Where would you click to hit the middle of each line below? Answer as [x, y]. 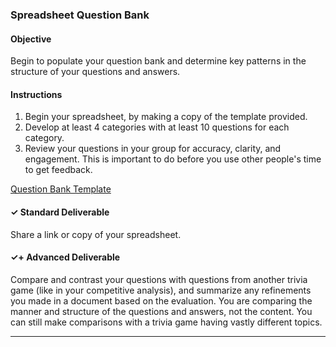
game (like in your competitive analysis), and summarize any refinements [161, 290]
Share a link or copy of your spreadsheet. [96, 234]
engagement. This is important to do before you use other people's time [173, 159]
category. [44, 138]
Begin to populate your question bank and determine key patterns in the [158, 61]
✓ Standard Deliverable [60, 212]
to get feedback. [58, 170]
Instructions [36, 94]
